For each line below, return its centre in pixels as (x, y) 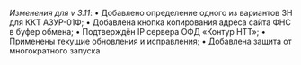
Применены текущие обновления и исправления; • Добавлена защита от (150, 41)
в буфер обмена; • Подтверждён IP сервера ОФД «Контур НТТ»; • (138, 32)
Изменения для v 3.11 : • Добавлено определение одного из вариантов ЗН (151, 13)
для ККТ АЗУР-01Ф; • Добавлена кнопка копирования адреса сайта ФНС (150, 22)
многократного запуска (55, 51)
